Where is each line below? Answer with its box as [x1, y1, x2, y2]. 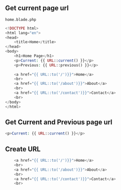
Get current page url [5, 4, 69, 12]
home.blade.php [5, 17, 37, 22]
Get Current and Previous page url [5, 118, 113, 126]
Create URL [5, 145, 41, 153]
